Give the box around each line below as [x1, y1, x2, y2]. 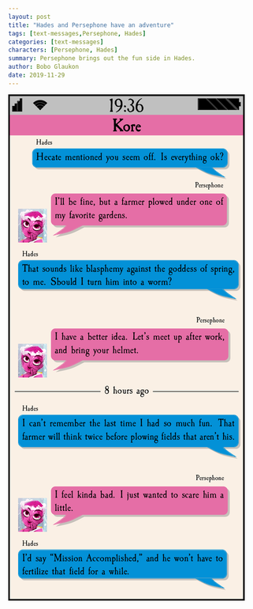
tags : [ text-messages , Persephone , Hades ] [8, 29, 147, 37]
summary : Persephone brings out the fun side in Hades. [8, 55, 195, 62]
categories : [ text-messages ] [8, 38, 104, 46]
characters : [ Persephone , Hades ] [8, 46, 118, 55]
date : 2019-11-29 [8, 71, 65, 79]
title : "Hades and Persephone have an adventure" [8, 21, 175, 29]
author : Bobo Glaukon [8, 63, 80, 71]
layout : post [8, 13, 51, 21]
